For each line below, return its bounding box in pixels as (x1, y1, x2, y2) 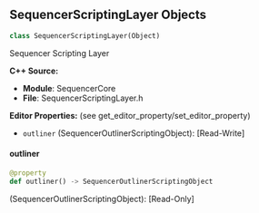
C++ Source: (9, 65, 59, 76)
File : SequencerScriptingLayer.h (22, 92, 144, 103)
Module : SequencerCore (22, 82, 116, 93)
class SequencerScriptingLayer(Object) (9, 31, 161, 40)
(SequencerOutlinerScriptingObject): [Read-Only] (9, 193, 195, 204)
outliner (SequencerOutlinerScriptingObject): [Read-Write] (22, 127, 245, 139)
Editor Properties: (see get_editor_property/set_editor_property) (9, 110, 252, 121)
